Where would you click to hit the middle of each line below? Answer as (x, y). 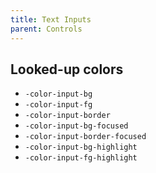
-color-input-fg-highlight (81, 158)
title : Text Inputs (51, 19)
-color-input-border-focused (85, 137)
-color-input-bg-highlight (81, 147)
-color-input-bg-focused (76, 126)
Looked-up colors (67, 69)
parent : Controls (46, 29)
